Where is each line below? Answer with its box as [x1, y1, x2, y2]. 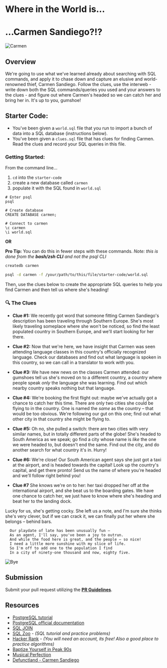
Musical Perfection [12, 651, 51, 657]
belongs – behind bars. [5, 518, 52, 524]
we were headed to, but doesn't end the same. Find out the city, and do [12, 441, 160, 448]
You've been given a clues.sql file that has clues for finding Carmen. [12, 135, 155, 141]
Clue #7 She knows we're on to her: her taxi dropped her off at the [12, 482, 150, 488]
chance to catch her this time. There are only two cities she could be [12, 400, 154, 406]
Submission [5, 573, 43, 582]
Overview [5, 57, 36, 66]
